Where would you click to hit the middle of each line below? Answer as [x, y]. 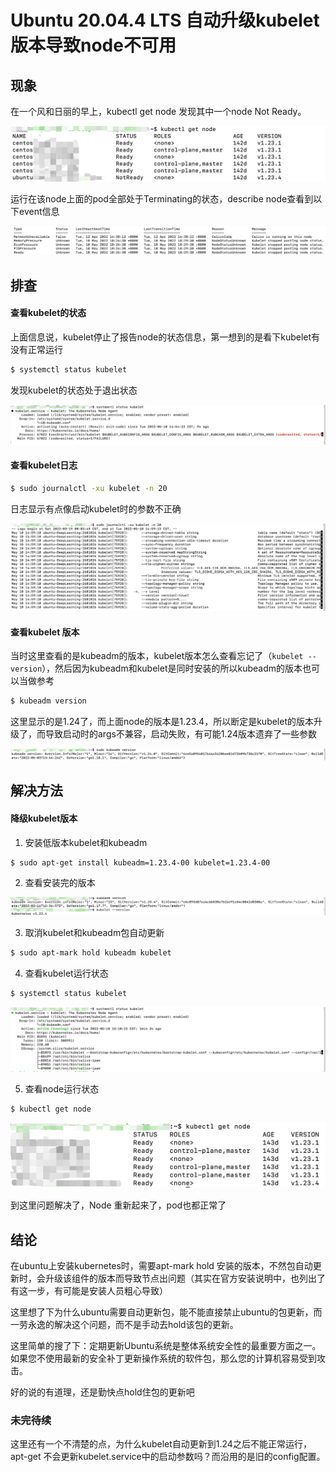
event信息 [39, 211]
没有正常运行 [36, 349]
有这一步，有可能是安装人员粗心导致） [89, 1291]
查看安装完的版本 [60, 883]
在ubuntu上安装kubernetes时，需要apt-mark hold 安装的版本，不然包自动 [161, 1266]
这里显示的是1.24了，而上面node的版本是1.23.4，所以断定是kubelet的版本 [162, 722]
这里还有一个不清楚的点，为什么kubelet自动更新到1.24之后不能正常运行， [161, 1444]
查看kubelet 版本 [45, 632]
